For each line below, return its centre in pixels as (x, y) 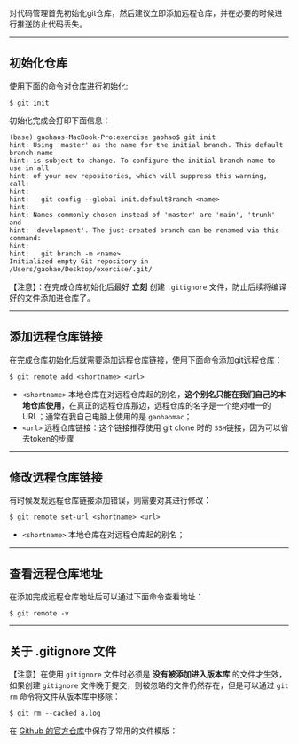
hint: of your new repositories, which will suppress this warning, (138, 176)
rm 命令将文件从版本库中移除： (65, 697)
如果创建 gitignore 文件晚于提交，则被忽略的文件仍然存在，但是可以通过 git (149, 685)
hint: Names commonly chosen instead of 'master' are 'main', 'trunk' (142, 215)
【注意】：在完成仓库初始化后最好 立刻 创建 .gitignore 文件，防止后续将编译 (148, 286)
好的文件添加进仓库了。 (52, 298)
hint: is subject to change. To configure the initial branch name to (142, 161)
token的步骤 (52, 438)
